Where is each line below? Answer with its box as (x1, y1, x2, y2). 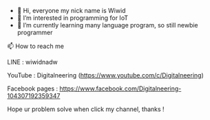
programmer (17, 28, 53, 36)
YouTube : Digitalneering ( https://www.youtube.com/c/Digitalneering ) (7, 71, 204, 79)
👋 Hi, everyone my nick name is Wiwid (17, 7, 126, 14)
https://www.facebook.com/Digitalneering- (59, 84, 182, 93)
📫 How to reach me (7, 42, 64, 50)
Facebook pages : (7, 84, 59, 93)
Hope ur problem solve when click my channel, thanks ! (7, 105, 165, 113)
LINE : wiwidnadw (7, 58, 58, 66)
